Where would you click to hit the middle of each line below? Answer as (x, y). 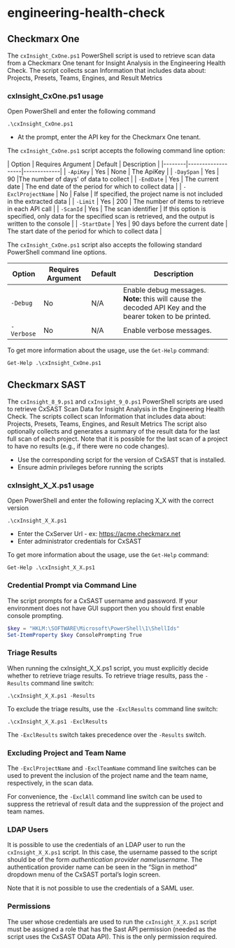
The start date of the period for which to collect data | (85, 231)
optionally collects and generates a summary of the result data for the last (114, 432)
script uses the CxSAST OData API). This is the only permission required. (112, 936)
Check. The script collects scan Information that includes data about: (107, 70)
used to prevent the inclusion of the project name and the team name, (108, 776)
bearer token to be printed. (167, 317)
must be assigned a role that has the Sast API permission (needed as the (112, 929)
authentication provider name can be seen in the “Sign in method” (102, 867)
